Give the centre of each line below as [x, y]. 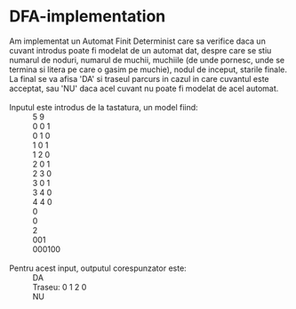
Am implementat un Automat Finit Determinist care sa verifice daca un [138, 41]
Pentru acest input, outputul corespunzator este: [98, 268]
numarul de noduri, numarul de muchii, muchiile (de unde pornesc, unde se [147, 60]
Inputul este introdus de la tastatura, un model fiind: [104, 107]
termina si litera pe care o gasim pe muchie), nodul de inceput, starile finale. [148, 69]
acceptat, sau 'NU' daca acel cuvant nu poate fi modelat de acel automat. [144, 88]
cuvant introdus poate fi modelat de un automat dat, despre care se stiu [140, 50]
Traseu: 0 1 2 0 [60, 287]
